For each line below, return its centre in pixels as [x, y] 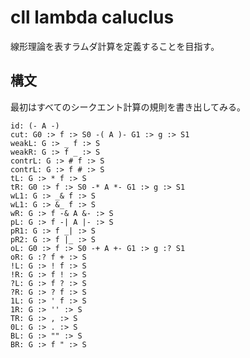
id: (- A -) [35, 126]
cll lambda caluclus [92, 17]
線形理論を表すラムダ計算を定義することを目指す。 [115, 46]
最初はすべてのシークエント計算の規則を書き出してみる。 [128, 107]
